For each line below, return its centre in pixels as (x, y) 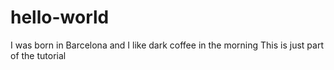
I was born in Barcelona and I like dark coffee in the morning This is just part (167, 45)
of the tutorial (38, 55)
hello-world (60, 17)
